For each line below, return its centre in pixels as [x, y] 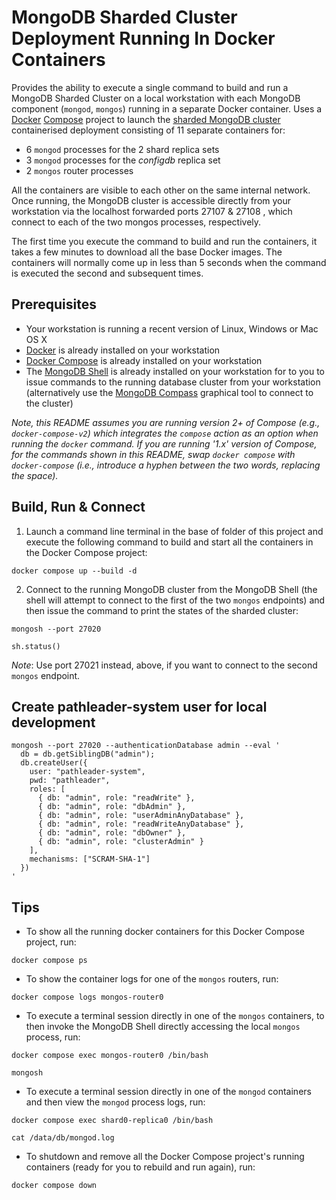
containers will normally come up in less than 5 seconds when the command [169, 262]
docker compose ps [49, 961]
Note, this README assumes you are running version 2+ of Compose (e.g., [166, 422]
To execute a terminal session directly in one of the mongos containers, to [175, 1016]
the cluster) [49, 403]
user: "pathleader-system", [87, 772]
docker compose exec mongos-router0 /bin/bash [110, 1056]
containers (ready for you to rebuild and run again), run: [140, 1167]
